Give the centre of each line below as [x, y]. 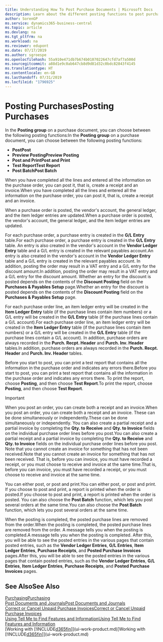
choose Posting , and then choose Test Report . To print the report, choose [79, 383]
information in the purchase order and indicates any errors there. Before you [81, 368]
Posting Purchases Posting [59, 106]
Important [15, 398]
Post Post [21, 150]
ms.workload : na [21, 41]
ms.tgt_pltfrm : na [24, 37]
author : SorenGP [21, 19]
